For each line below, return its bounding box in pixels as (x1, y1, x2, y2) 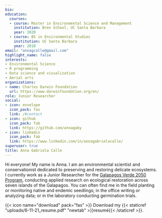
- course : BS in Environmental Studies (9, 35, 91, 40)
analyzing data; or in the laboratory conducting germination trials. (5, 193, 137, 198)
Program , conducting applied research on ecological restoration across (5, 177, 148, 183)
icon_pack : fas (9, 107, 40, 112)
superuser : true (5, 144, 38, 149)
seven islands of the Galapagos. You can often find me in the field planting (5, 182, 155, 188)
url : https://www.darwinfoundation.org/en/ (9, 89, 99, 94)
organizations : (5, 80, 36, 85)
